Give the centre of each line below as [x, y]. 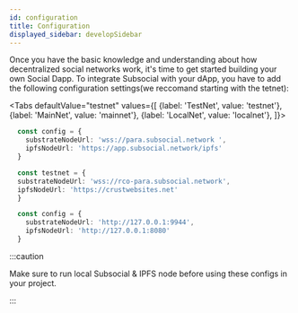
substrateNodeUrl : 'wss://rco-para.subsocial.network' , [124, 181]
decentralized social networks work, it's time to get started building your [143, 69]
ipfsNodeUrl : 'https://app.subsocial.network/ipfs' [124, 149]
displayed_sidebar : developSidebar [76, 34]
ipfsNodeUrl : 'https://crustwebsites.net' [98, 189]
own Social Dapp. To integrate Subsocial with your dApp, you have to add [145, 79]
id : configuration [44, 17]
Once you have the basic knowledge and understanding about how [133, 60]
